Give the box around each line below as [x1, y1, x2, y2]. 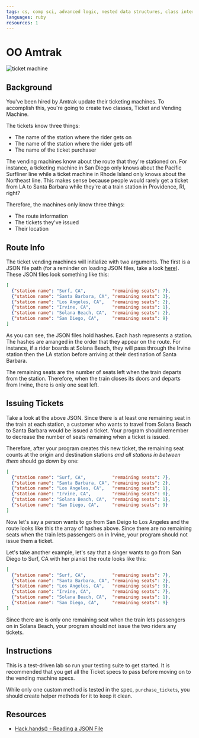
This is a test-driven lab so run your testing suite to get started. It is [6, 661, 170, 669]
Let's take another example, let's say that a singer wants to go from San [6, 548, 182, 556]
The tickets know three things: [6, 123, 80, 130]
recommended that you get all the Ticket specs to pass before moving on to [6, 668, 191, 675]
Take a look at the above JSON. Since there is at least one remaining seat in [6, 414, 191, 421]
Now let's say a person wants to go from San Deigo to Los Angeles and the [6, 518, 190, 525]
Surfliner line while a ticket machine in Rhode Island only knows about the [6, 171, 186, 178]
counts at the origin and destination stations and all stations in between [6, 451, 181, 458]
